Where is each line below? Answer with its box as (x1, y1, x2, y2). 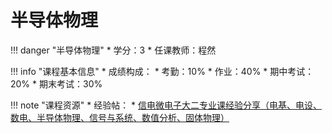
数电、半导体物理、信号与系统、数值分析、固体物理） (10, 111, 230, 123)
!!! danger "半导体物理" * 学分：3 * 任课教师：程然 (10, 44, 217, 56)
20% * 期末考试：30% (10, 77, 103, 90)
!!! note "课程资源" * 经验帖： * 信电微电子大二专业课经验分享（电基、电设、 (10, 99, 323, 111)
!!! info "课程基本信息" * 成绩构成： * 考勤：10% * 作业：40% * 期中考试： (10, 65, 315, 77)
